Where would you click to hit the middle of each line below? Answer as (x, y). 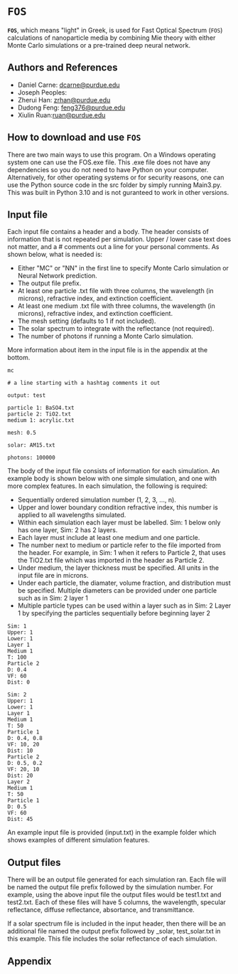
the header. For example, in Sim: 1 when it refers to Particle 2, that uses (121, 553)
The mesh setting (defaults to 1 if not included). (87, 321)
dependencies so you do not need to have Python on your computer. (108, 169)
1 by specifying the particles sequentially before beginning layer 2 (114, 613)
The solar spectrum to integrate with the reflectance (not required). (116, 329)
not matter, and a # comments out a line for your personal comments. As (113, 247)
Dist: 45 (20, 820)
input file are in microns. (53, 576)
